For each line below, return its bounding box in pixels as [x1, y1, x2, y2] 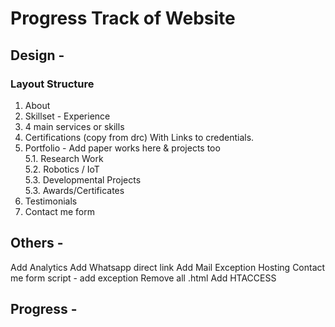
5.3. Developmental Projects [24, 173, 142, 186]
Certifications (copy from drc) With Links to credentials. [24, 131, 255, 143]
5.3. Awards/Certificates [24, 184, 125, 196]
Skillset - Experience [24, 110, 111, 122]
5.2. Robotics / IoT [24, 163, 100, 175]
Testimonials [24, 195, 78, 207]
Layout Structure [10, 77, 95, 91]
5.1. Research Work [24, 152, 104, 164]
